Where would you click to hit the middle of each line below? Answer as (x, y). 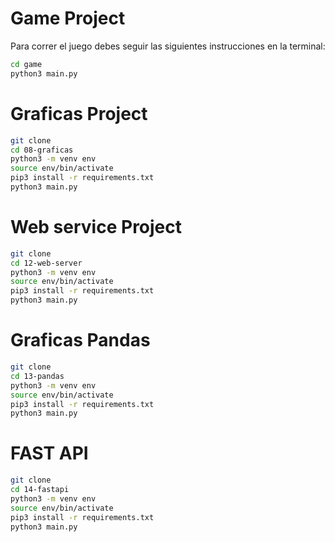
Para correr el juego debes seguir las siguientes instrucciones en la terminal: (168, 46)
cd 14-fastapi (40, 490)
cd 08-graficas (42, 150)
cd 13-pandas (37, 376)
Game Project (68, 18)
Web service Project (96, 227)
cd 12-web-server (46, 263)
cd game (26, 64)
